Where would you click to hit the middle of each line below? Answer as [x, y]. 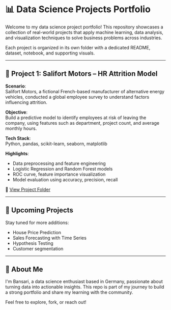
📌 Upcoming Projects [39, 210]
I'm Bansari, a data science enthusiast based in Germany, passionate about [84, 281]
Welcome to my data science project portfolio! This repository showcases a [84, 27]
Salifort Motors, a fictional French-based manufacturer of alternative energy [85, 91]
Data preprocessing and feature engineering [59, 163]
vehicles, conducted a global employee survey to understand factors [77, 97]
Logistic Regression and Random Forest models [63, 168]
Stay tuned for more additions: [37, 222]
